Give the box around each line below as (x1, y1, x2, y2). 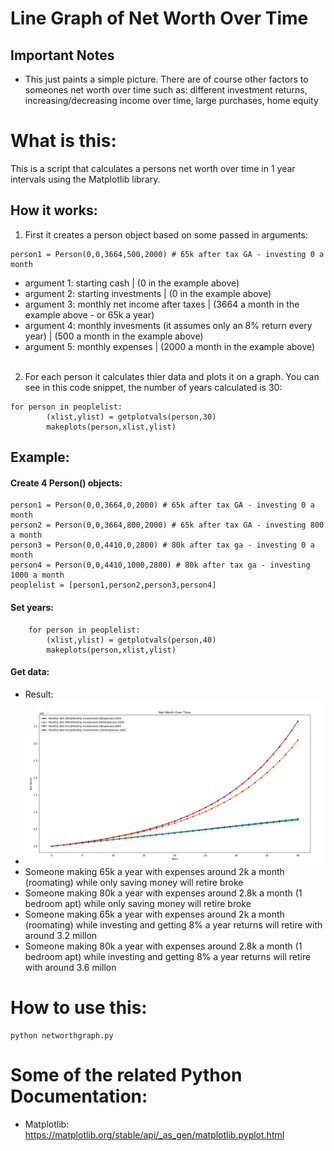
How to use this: (10, 997, 148, 1019)
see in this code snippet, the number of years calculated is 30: (24, 381, 283, 393)
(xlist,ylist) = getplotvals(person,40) (46, 635, 217, 645)
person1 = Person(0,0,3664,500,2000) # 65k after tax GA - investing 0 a (10, 249, 325, 259)
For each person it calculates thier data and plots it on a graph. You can (24, 370, 320, 382)
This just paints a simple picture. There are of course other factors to (24, 73, 309, 85)
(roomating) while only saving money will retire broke (24, 877, 244, 889)
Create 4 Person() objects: (10, 477, 123, 489)
